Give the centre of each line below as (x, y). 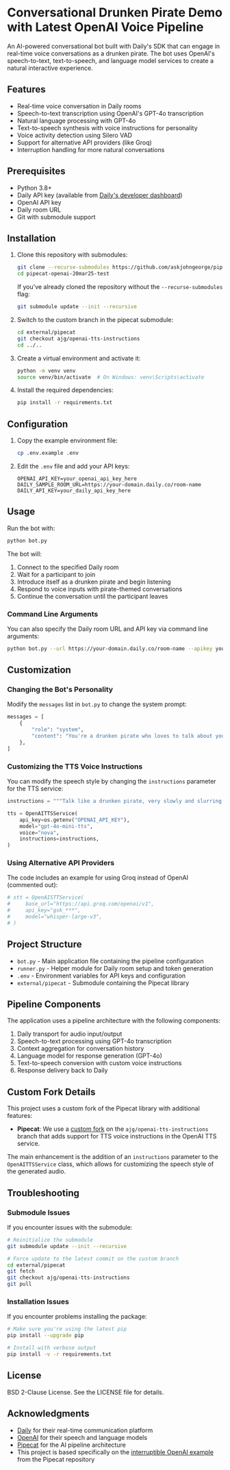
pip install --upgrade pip (46, 1336)
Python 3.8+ (35, 188)
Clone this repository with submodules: (72, 255)
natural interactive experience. (50, 68)
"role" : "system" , (58, 730)
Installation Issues (38, 1301)
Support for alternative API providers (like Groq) (84, 142)
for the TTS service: (35, 788)
